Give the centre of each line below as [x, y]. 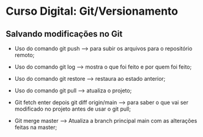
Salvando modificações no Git [64, 34]
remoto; [24, 55]
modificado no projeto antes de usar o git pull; [72, 109]
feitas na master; [36, 127]
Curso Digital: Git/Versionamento [92, 11]
